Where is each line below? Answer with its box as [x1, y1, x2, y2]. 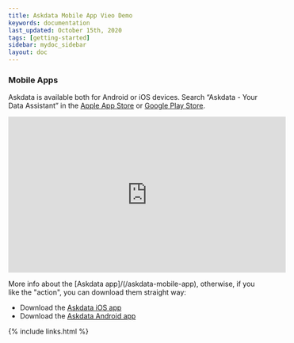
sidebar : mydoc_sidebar [8, 41, 87, 49]
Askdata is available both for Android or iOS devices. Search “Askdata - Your [8, 93, 258, 102]
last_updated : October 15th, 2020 [8, 26, 123, 34]
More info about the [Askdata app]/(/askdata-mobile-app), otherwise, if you [8, 279, 255, 289]
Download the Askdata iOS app [19, 303, 122, 313]
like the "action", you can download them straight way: [8, 288, 186, 297]
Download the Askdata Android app [19, 311, 136, 321]
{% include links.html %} [8, 326, 89, 337]
